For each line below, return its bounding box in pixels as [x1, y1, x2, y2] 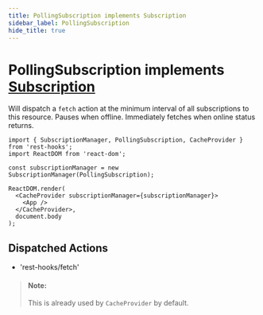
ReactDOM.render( [8, 185, 66, 193]
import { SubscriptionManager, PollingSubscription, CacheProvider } [8, 136, 244, 144]
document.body [15, 212, 62, 221]
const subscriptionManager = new [8, 164, 119, 172]
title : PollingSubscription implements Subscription [8, 11, 187, 20]
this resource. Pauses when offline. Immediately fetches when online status [8, 112, 256, 122]
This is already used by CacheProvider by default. [27, 298, 189, 308]
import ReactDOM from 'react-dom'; [8, 150, 126, 158]
